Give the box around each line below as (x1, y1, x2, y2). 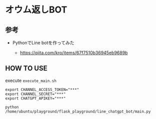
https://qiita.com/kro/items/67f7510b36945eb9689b (19, 50, 128, 55)
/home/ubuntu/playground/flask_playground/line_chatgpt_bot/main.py (5, 109, 151, 114)
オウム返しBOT (5, 4, 67, 15)
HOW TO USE (5, 64, 47, 72)
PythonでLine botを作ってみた (12, 40, 74, 45)
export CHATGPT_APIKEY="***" (5, 95, 66, 101)
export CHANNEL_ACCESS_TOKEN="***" (5, 87, 79, 92)
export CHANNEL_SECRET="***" (5, 91, 66, 96)
